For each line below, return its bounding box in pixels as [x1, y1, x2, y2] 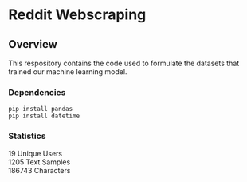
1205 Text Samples [8, 157, 71, 167]
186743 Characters [8, 165, 71, 175]
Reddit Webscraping [8, 6, 147, 24]
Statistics [8, 130, 46, 141]
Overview [8, 38, 58, 51]
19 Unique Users [8, 148, 62, 158]
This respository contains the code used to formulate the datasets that [8, 58, 240, 68]
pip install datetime [8, 112, 80, 121]
